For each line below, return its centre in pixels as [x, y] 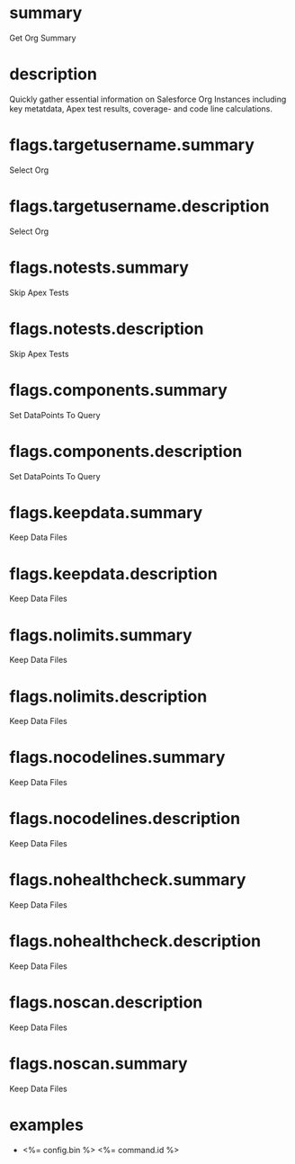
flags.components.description [126, 451]
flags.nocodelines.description [125, 819]
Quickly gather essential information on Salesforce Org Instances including [148, 99]
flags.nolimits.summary [101, 635]
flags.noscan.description [106, 1003]
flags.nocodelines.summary [117, 757]
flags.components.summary [118, 390]
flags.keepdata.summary [106, 512]
